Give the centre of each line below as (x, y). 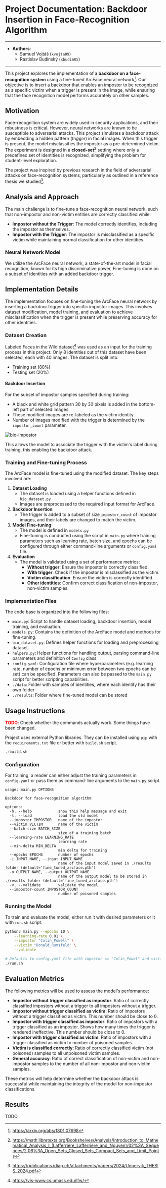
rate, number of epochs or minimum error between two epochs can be (84, 669)
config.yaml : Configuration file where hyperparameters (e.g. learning (83, 664)
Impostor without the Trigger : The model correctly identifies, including (85, 224)
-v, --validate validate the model (54, 885)
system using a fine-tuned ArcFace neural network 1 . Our (88, 79)
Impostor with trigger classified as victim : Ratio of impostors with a (82, 1037)
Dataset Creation (26, 335)
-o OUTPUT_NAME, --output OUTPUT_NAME (50, 872)
